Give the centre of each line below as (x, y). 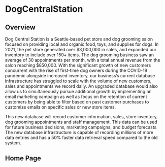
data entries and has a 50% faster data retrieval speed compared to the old (82, 137)
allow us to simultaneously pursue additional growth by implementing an (78, 91)
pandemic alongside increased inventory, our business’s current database (80, 76)
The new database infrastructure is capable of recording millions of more (79, 132)
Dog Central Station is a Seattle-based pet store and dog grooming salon (79, 39)
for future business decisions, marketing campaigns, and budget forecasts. (81, 127)
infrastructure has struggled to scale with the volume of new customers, (78, 81)
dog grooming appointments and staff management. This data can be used (81, 122)
